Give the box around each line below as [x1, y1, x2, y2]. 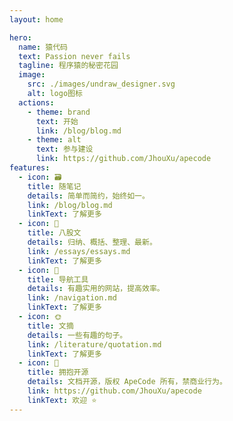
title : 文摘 [27, 321, 74, 331]
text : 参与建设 [35, 144, 94, 155]
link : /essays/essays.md [27, 246, 131, 256]
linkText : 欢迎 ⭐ [27, 395, 97, 405]
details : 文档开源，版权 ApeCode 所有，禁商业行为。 [27, 377, 227, 387]
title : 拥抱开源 [27, 367, 89, 378]
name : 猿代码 [18, 42, 68, 52]
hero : [9, 32, 32, 43]
